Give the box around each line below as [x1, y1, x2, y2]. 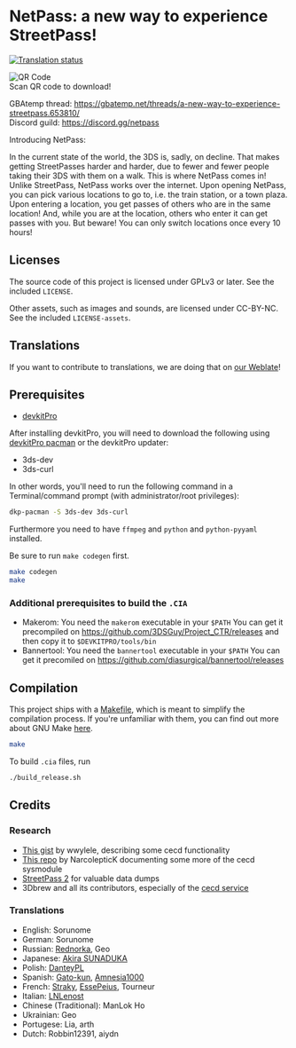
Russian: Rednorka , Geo [21, 943, 111, 954]
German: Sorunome [21, 934, 95, 944]
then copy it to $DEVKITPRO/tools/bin [21, 636, 157, 647]
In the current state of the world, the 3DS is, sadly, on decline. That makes [9, 151, 280, 162]
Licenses [9, 253, 60, 268]
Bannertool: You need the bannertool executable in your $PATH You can [21, 645, 281, 656]
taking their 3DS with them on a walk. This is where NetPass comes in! [9, 170, 267, 181]
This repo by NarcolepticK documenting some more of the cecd [21, 854, 255, 864]
